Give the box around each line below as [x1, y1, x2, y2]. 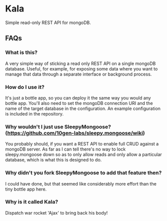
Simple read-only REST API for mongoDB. [5, 19, 91, 25]
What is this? [5, 49, 37, 56]
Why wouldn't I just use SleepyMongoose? [5, 123, 111, 130]
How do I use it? [5, 83, 45, 90]
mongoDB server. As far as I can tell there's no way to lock [5, 146, 126, 152]
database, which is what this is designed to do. [5, 157, 102, 163]
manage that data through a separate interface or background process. [5, 71, 152, 77]
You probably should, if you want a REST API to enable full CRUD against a [5, 141, 159, 147]
